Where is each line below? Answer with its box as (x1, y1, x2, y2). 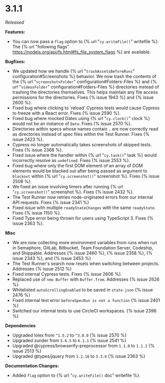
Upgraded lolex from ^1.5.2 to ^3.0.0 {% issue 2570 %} (12, 332, 127, 338)
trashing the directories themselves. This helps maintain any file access (12, 89, 158, 95)
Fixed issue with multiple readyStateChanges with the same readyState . (12, 205, 156, 211)
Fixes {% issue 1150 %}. (12, 210, 61, 215)
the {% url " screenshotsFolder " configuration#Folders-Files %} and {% (12, 79, 157, 85)
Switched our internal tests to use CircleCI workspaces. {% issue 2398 (12, 307, 157, 314)
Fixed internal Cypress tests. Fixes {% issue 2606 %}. (12, 271, 123, 277)
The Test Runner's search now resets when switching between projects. (12, 260, 160, 266)
